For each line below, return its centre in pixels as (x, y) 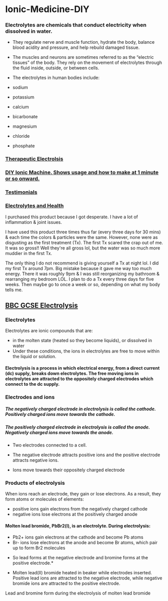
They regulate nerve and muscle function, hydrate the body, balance (83, 42)
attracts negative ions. (35, 460)
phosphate (24, 146)
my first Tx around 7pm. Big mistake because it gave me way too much (78, 268)
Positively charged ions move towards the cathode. (60, 414)
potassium (23, 97)
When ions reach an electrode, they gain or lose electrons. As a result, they (83, 494)
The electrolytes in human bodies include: (56, 78)
